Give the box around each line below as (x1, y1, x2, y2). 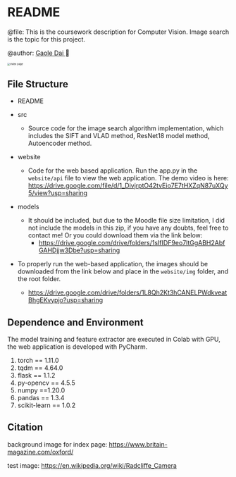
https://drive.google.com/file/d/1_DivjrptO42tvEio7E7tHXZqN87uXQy (27, 181, 228, 190)
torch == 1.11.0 (17, 356, 59, 364)
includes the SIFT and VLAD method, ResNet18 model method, (27, 132, 210, 140)
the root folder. (17, 275, 61, 283)
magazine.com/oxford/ (7, 447, 74, 456)
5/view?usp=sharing (27, 189, 88, 197)
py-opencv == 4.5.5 (17, 378, 75, 387)
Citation (7, 421, 44, 433)
